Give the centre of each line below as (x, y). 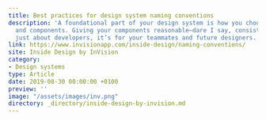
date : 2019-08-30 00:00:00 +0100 (63, 81)
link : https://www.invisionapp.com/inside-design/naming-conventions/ (127, 45)
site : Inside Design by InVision (63, 52)
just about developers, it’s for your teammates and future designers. (136, 37)
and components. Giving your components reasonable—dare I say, (123, 30)
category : (25, 60)
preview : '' (28, 89)
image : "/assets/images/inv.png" (63, 96)
